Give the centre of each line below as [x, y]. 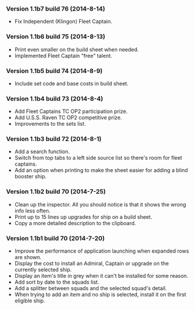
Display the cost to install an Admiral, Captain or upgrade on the [92, 263]
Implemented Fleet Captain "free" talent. [63, 56]
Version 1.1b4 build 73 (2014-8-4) [55, 98]
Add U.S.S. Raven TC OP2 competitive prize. [68, 118]
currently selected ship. [43, 270]
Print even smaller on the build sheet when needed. [77, 49]
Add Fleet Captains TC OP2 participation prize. [71, 111]
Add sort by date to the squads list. [57, 282]
